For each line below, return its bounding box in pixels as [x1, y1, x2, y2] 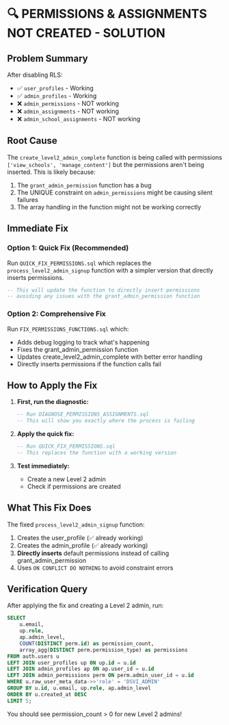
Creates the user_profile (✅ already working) [16, 533, 144, 542]
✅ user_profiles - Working [16, 84, 94, 92]
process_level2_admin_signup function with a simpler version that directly [7, 266, 214, 275]
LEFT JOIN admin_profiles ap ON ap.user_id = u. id [7, 665, 154, 672]
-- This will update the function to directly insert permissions [7, 286, 200, 294]
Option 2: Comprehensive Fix [7, 309, 106, 319]
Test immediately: [16, 461, 70, 470]
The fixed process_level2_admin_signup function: [7, 520, 145, 529]
